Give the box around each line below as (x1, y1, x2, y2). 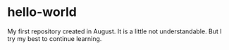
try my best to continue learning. (7, 34, 102, 42)
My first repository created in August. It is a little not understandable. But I (7, 27, 222, 35)
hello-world (7, 4, 78, 20)
